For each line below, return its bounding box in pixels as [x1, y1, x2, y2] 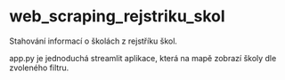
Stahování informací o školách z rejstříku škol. [9, 36, 178, 46]
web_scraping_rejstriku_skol [9, 6, 225, 27]
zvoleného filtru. [9, 62, 69, 73]
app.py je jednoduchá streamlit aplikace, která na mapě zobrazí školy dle [9, 52, 277, 63]
